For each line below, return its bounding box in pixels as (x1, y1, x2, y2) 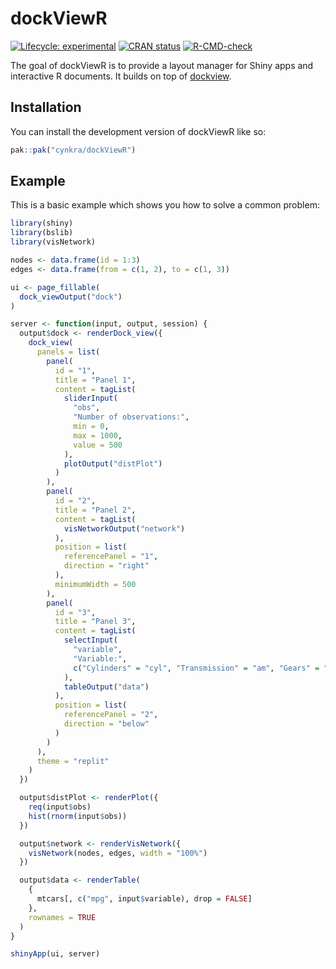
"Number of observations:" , (73, 412, 190, 422)
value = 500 (73, 440, 123, 450)
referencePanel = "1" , (63, 552, 159, 562)
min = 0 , (73, 422, 110, 432)
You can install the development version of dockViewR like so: (10, 125, 267, 137)
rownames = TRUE (28, 912, 97, 922)
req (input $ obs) (28, 802, 92, 812)
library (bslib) (10, 228, 74, 238)
